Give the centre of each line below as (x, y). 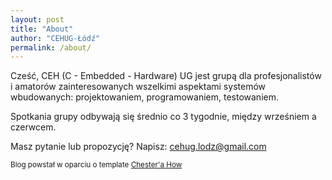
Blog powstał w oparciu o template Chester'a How (96, 165)
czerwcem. (33, 127)
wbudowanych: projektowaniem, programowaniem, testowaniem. (144, 97)
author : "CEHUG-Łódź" (55, 38)
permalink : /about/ (51, 47)
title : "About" (42, 29)
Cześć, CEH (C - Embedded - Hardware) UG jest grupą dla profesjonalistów (166, 76)
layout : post (37, 19)
